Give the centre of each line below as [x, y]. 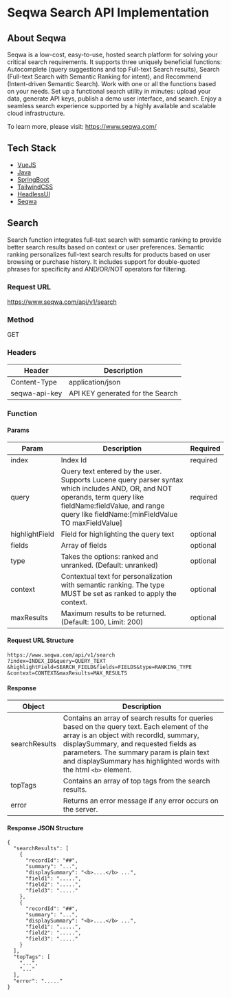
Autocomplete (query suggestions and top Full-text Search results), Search [113, 69]
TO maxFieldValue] [91, 523]
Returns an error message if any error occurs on [141, 801]
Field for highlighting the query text [118, 534]
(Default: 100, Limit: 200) [102, 621]
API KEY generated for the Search [123, 393]
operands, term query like [102, 497]
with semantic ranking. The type [113, 585]
